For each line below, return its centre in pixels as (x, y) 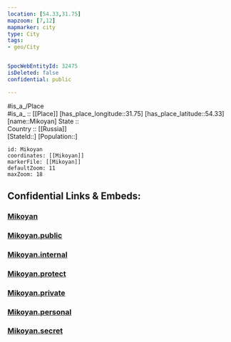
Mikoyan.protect (37, 274)
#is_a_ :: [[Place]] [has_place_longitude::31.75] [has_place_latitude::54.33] (116, 113)
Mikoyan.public (35, 235)
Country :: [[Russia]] (37, 128)
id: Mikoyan (25, 149)
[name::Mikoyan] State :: (43, 121)
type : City (24, 34)
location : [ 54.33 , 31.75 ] (44, 14)
